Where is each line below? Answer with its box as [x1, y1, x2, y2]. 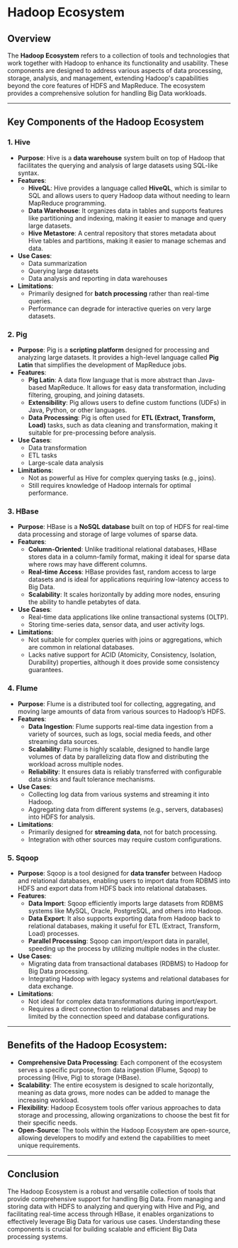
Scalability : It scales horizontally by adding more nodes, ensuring [28, 590, 221, 599]
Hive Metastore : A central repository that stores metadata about [28, 228, 217, 238]
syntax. [17, 168, 40, 177]
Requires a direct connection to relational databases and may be [28, 1004, 217, 1013]
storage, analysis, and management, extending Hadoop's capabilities [7, 74, 209, 82]
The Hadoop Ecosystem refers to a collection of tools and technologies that [7, 51, 230, 60]
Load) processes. [28, 929, 80, 937]
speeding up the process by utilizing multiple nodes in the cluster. [28, 944, 220, 952]
